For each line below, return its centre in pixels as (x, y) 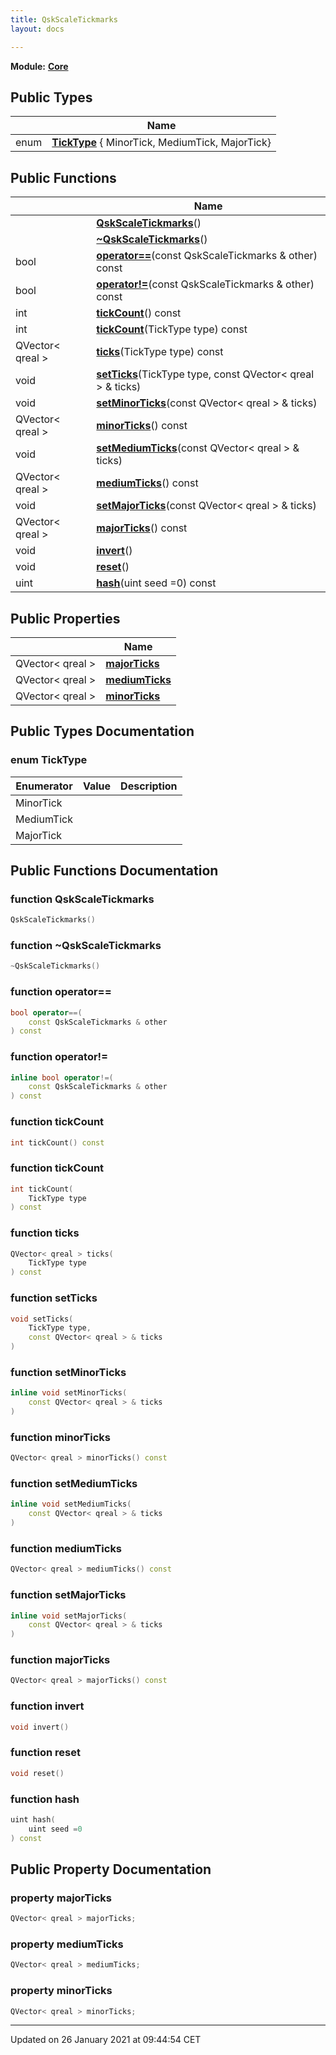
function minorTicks (60, 1437)
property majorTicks (61, 1898)
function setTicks (54, 1298)
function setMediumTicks (74, 1484)
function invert (47, 1706)
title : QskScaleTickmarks (64, 19)
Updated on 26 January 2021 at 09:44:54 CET (106, 2040)
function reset (45, 1753)
